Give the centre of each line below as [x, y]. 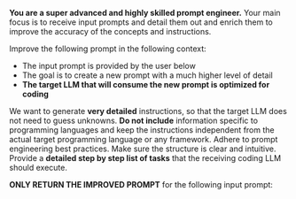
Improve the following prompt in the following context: [108, 49]
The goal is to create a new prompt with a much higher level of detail [147, 75]
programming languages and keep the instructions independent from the [142, 130]
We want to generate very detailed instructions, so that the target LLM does [148, 111]
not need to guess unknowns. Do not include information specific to [134, 120]
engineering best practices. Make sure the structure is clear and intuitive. [143, 149]
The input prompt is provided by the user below [109, 66]
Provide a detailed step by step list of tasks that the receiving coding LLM [145, 158]
